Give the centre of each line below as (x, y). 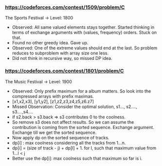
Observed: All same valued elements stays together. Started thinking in (83, 27)
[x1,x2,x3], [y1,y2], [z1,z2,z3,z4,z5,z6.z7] (53, 101)
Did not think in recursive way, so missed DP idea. (62, 58)
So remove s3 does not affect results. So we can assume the (73, 122)
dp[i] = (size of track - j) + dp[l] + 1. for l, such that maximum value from (84, 148)
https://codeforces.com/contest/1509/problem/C (65, 7)
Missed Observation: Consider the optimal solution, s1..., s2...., (75, 107)
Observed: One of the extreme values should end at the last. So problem (85, 48)
